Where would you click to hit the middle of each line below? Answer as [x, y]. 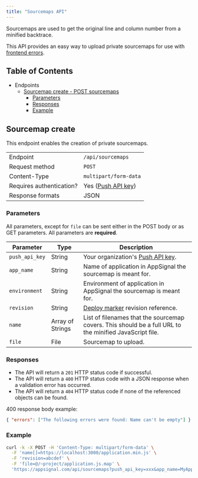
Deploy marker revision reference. [131, 308]
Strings [61, 329]
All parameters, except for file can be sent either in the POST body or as [95, 226]
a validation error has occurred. [53, 385]
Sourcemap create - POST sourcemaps [71, 92]
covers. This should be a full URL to [132, 325]
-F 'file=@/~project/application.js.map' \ [65, 464]
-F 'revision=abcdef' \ [40, 458]
